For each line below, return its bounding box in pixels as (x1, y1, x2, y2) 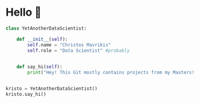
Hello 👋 (5, 5, 42, 19)
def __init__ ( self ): (16, 36, 68, 42)
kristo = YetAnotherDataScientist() (5, 86, 98, 92)
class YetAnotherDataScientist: (5, 25, 87, 31)
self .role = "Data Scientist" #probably (27, 48, 130, 54)
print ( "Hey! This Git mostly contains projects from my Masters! (27, 69, 195, 76)
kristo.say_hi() (5, 91, 46, 97)
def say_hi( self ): (16, 64, 63, 70)
